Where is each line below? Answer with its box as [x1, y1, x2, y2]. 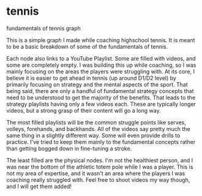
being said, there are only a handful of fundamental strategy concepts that [6, 87, 194, 94]
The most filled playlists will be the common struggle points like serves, [6, 118, 187, 126]
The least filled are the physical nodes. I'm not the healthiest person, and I [6, 156, 193, 164]
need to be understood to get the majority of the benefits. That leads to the [6, 94, 196, 101]
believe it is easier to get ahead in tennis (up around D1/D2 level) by [6, 74, 176, 81]
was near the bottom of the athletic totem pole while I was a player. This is [6, 163, 193, 170]
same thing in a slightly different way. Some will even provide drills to [6, 132, 181, 139]
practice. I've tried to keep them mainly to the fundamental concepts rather [6, 138, 196, 145]
